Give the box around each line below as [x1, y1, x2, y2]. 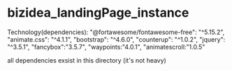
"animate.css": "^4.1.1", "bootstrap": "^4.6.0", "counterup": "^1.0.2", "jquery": [7, 35, 226, 43]
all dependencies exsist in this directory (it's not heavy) [7, 56, 166, 64]
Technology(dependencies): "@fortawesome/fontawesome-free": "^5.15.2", [7, 28, 225, 36]
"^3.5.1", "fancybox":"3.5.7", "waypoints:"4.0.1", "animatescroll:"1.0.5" [7, 42, 205, 51]
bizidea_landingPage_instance [7, 5, 189, 21]
